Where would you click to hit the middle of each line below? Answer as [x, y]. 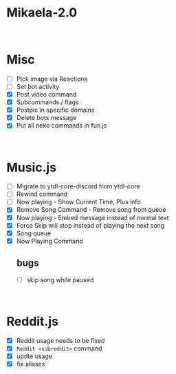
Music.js [31, 167]
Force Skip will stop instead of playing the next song [90, 225]
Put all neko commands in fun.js [62, 126]
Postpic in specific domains [55, 110]
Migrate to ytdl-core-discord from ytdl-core [78, 186]
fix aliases [31, 364]
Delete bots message [46, 118]
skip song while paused [60, 279]
